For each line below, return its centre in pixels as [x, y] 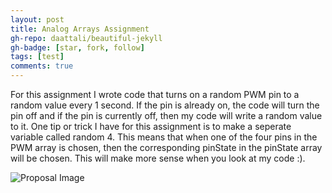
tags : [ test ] [37, 57]
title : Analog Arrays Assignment [80, 29]
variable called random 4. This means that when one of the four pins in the [164, 137]
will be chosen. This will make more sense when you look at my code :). [158, 158]
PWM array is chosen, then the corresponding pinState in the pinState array [166, 147]
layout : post [37, 19]
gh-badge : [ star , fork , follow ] [77, 47]
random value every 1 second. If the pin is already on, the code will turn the [165, 105]
